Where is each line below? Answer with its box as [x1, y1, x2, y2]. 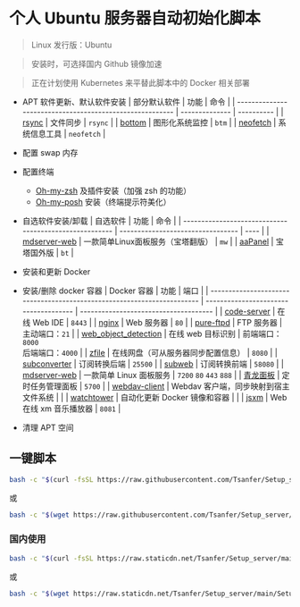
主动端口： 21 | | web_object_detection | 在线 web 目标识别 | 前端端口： [21, 328, 282, 339]
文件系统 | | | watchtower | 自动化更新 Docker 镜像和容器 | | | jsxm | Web [21, 392, 287, 402]
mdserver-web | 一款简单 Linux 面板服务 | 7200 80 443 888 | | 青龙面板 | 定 [21, 369, 290, 380]
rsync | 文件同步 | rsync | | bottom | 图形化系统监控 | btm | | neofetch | [21, 117, 277, 128]
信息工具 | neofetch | [29, 128, 106, 139]
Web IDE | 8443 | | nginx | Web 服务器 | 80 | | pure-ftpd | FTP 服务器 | [32, 316, 283, 327]
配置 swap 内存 [21, 147, 79, 157]
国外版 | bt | [29, 247, 74, 257]
